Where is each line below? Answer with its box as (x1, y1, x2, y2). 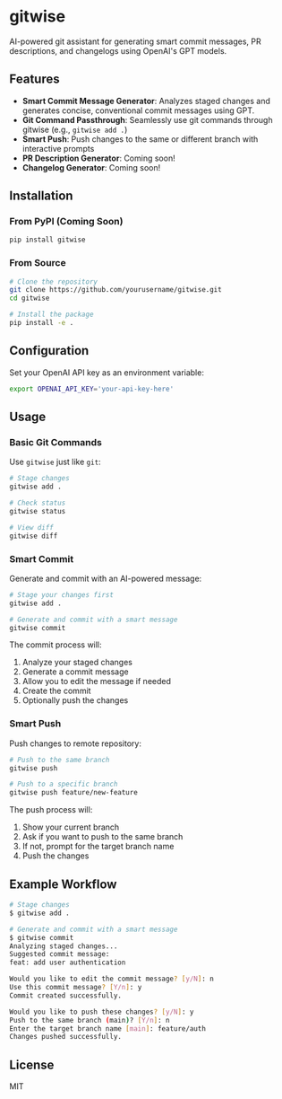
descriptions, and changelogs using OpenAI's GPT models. (9, 45, 227, 56)
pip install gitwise (9, 235, 87, 244)
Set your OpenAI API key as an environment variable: (9, 366, 204, 378)
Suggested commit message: (9, 950, 110, 959)
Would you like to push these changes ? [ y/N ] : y (9, 1007, 194, 1016)
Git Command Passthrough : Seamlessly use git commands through (21, 114, 273, 125)
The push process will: (9, 804, 93, 815)
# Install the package (9, 310, 94, 320)
